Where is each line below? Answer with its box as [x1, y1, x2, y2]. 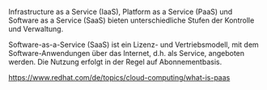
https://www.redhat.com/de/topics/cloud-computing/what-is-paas [8, 73, 231, 82]
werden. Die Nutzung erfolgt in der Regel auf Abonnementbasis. [8, 57, 222, 66]
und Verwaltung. [8, 24, 64, 33]
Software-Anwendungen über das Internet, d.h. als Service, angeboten [8, 49, 245, 58]
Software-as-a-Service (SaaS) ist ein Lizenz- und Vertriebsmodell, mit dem [8, 40, 259, 49]
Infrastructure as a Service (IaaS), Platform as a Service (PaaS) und [8, 7, 233, 16]
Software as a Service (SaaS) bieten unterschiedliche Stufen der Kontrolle [8, 15, 255, 25]
